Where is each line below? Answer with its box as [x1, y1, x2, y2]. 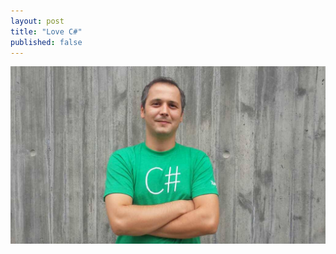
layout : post [10, 16, 65, 26]
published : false [10, 37, 83, 47]
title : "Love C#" [10, 26, 83, 37]
